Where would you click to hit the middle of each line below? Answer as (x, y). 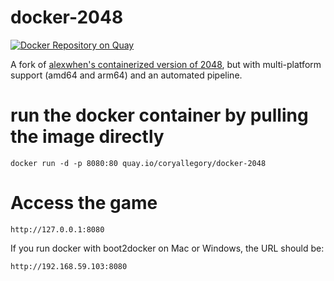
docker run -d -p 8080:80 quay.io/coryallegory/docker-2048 (138, 163)
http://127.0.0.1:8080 (57, 229)
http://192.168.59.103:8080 (69, 266)
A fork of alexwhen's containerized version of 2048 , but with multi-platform (166, 64)
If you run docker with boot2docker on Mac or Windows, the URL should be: (167, 248)
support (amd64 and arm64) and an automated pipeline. (126, 75)
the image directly (87, 137)
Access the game (84, 203)
